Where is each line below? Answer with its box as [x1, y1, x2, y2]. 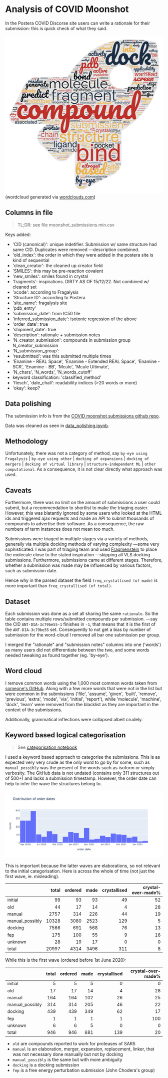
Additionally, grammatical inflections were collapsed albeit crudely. [5, 716, 143, 722]
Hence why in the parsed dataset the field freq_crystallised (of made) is [5, 577, 158, 583]
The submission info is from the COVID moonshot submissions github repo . [5, 412, 160, 419]
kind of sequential [12, 257, 50, 263]
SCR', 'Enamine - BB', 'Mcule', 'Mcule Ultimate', [12, 363, 110, 369]
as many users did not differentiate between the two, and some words [5, 647, 149, 653]
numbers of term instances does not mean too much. [5, 526, 115, 532]
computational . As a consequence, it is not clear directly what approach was [5, 466, 162, 472]
